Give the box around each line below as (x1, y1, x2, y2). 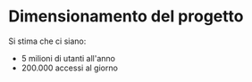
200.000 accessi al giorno (21, 62, 118, 73)
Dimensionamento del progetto (8, 6, 244, 27)
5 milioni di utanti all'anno (21, 53, 115, 63)
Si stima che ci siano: (8, 36, 87, 46)
